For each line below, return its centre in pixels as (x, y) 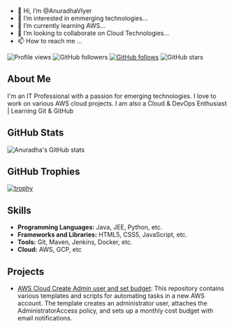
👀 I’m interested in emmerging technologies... (82, 18)
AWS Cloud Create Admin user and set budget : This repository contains (121, 288)
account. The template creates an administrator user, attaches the (112, 304)
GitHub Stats (36, 133)
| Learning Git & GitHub (41, 110)
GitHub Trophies (44, 172)
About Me (29, 79)
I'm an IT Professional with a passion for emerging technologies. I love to (112, 96)
